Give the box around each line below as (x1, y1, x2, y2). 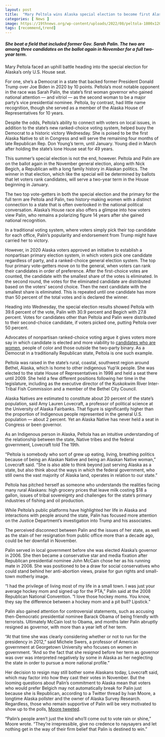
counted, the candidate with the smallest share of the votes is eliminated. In (5, 273, 158, 279)
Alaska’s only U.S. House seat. (5, 69, 67, 75)
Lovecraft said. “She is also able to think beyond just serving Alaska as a (5, 462, 152, 468)
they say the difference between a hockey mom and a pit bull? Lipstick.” (5, 599, 151, 605)
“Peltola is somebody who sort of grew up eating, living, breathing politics (5, 451, 155, 457)
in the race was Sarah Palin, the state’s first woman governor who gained (5, 89, 153, 95)
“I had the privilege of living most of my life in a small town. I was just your (5, 583, 155, 589)
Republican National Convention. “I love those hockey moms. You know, (5, 593, 151, 600)
